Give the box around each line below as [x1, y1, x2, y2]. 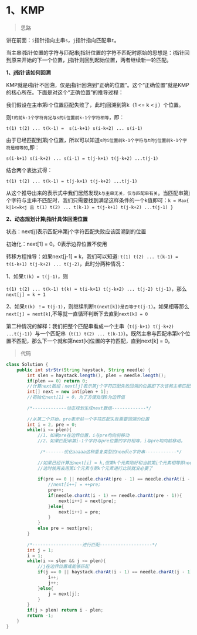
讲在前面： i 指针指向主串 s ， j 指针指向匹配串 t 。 [6, 36, 120, 43]
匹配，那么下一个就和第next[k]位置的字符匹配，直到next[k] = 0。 [16, 337, 173, 344]
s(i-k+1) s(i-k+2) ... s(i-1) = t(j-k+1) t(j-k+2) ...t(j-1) [6, 155, 159, 162]
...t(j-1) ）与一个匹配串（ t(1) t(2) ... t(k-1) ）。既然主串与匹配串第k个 [6, 330, 186, 337]
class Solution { [6, 361, 49, 367]
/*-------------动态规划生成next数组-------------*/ [27, 405, 151, 411]
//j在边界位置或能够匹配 [37, 563, 90, 570]
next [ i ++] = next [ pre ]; [58, 498, 117, 504]
